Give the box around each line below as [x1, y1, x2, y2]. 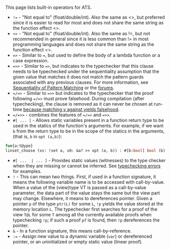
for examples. [12, 168, 42, 174]
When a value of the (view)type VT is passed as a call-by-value [12, 184, 146, 190]
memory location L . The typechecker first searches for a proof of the [12, 206, 158, 212]
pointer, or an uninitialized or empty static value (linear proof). [12, 238, 143, 244]
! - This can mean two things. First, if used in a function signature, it [12, 173, 156, 180]
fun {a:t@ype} [5, 143, 33, 148]
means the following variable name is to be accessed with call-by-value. [12, 179, 165, 185]
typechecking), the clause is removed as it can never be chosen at [12, 101, 153, 107]
